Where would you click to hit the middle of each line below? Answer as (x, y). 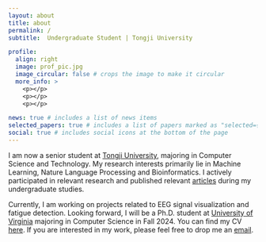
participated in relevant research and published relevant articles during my (130, 180)
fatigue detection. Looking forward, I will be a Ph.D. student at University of (131, 213)
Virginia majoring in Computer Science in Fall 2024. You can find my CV (125, 221)
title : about (30, 23)
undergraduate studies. (46, 189)
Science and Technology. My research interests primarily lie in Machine (125, 163)
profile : (23, 52)
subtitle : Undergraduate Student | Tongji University (101, 38)
